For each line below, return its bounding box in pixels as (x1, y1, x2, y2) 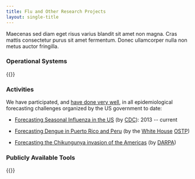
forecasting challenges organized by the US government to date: (6, 105, 162, 112)
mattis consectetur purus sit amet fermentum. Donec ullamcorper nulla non (6, 36, 187, 43)
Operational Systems (6, 57, 67, 65)
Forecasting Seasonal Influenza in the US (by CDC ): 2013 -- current (14, 116, 177, 123)
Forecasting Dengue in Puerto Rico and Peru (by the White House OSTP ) (14, 127, 190, 135)
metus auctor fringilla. (6, 42, 59, 50)
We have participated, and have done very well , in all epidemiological (6, 99, 173, 106)
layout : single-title (6, 14, 59, 20)
